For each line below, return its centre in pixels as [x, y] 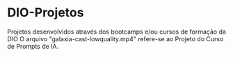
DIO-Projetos [46, 13]
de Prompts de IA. [33, 46]
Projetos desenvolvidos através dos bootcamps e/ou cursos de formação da [116, 32]
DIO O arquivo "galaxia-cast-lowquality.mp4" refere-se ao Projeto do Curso [115, 38]
